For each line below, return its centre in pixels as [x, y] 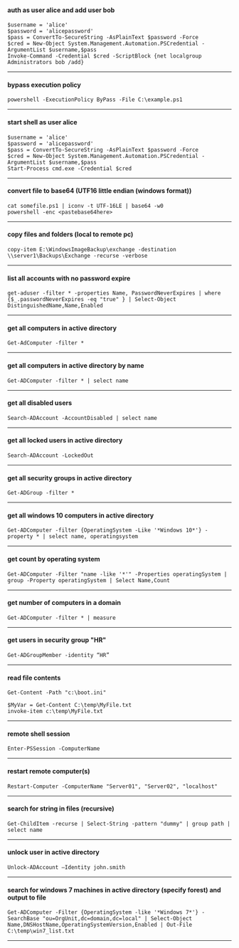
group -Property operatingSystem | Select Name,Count [89, 580]
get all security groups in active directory [70, 478]
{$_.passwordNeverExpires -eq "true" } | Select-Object [92, 300]
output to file [27, 897]
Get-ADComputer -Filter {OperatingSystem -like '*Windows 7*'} [103, 912]
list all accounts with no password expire [69, 278]
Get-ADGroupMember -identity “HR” [59, 655]
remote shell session [39, 734]
